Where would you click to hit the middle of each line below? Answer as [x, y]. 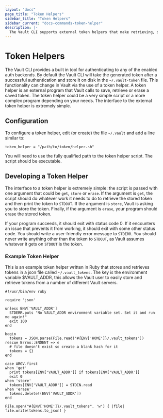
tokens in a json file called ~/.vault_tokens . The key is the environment [76, 272]
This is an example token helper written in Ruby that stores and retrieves [77, 267]
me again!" [16, 317]
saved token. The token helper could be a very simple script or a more [75, 95]
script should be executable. [33, 161]
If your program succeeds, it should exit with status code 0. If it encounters [80, 223]
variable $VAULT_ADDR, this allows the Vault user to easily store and [73, 277]
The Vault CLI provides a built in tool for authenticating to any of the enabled [81, 70]
